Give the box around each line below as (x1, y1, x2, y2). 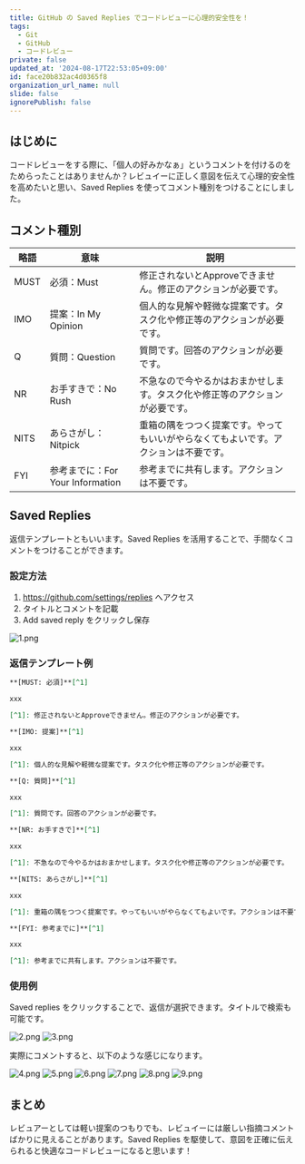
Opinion (49, 319, 84, 332)
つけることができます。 (40, 544, 129, 555)
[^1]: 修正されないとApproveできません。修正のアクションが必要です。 (9, 711, 243, 720)
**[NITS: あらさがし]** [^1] (9, 875, 109, 884)
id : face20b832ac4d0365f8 (9, 73, 107, 82)
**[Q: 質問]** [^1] (9, 777, 76, 786)
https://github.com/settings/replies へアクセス (22, 592, 195, 603)
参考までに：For (49, 465, 119, 476)
